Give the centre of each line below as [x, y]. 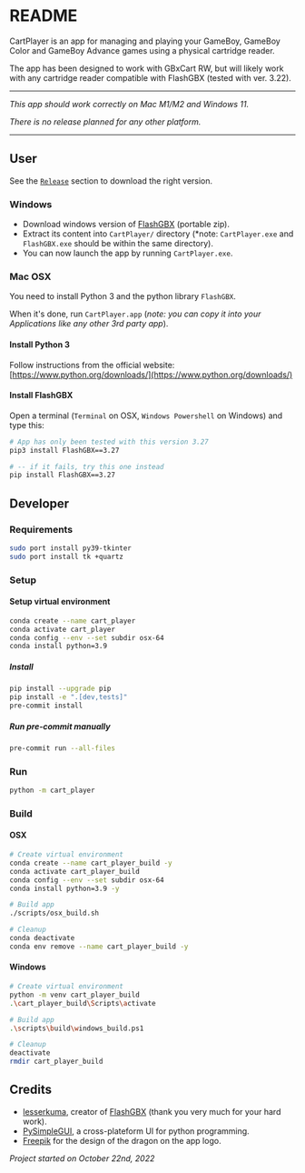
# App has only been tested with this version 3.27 [109, 442]
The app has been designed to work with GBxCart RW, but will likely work [147, 68]
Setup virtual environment [60, 602]
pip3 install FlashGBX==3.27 [64, 450]
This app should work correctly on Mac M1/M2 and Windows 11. [129, 104]
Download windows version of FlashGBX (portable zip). [126, 225]
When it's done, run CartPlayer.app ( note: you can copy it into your [135, 314]
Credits [31, 1090]
